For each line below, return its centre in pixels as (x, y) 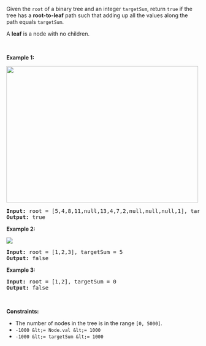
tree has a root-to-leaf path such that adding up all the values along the (97, 15)
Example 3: (21, 270)
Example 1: (21, 57)
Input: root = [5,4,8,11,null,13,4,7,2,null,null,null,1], (97, 211)
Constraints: (23, 311)
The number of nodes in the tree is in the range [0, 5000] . (89, 323)
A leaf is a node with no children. (48, 34)
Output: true (26, 217)
